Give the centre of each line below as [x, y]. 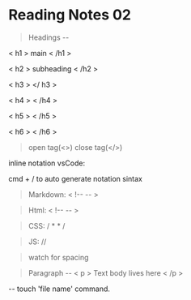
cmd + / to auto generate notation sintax [76, 178]
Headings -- [49, 37]
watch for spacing [58, 257]
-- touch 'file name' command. [59, 289]
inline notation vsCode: [47, 163]
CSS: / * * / [47, 225]
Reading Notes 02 [70, 15]
